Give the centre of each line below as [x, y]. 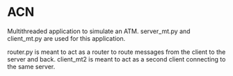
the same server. [31, 66]
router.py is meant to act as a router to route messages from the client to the [116, 52]
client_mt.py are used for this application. [66, 38]
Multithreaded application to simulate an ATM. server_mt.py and [99, 31]
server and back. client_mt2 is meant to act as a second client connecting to [116, 59]
